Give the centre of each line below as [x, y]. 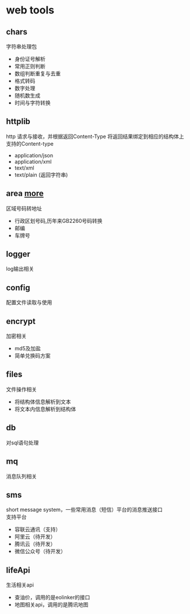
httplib [18, 121]
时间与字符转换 [32, 103]
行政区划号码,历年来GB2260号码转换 [59, 220]
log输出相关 [20, 269]
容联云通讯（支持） [38, 529]
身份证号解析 [30, 59]
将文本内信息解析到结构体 [45, 409]
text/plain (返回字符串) [41, 175]
